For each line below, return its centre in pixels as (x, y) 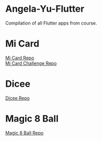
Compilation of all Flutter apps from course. (51, 23)
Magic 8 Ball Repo (24, 133)
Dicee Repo (17, 98)
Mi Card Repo (20, 58)
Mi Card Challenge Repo (31, 63)
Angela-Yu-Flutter (45, 9)
